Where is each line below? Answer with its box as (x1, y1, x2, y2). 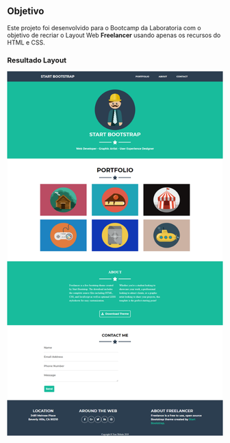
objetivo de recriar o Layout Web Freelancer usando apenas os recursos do (7, 31, 221, 39)
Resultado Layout (7, 55, 67, 64)
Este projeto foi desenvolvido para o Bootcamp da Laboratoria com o (7, 23, 201, 32)
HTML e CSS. (7, 38, 46, 47)
